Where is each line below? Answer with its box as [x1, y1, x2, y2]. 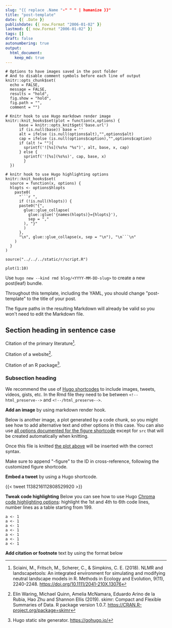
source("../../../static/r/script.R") [5, 257, 88, 262]
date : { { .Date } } [5, 17, 45, 22]
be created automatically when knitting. [5, 433, 89, 439]
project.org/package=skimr [12, 607, 71, 614]
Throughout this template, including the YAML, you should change [5, 290, 145, 297]
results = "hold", [10, 92, 50, 97]
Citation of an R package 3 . [5, 361, 61, 368]
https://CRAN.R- [107, 602, 142, 608]
